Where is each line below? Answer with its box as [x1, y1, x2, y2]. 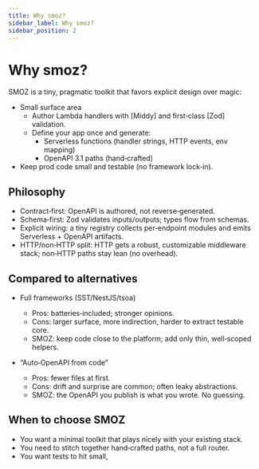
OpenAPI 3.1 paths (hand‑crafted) [43, 153, 154, 164]
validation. [31, 120, 66, 129]
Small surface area [19, 103, 82, 112]
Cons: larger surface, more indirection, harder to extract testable [31, 317, 244, 326]
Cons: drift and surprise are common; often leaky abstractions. [31, 381, 238, 391]
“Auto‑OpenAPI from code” [19, 357, 109, 367]
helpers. [31, 342, 59, 352]
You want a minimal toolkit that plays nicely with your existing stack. [19, 434, 243, 443]
